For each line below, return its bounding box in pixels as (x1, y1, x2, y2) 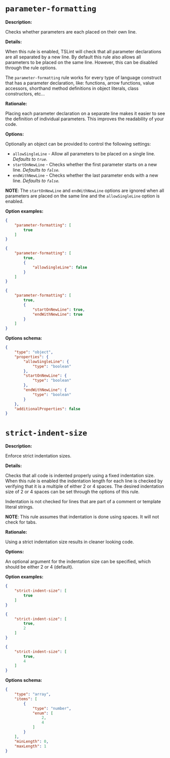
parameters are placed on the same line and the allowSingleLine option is (5, 192, 160, 199)
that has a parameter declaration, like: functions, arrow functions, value (5, 80, 155, 86)
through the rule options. (5, 64, 57, 71)
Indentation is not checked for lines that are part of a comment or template (5, 499, 161, 505)
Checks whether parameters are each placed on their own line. (5, 28, 137, 35)
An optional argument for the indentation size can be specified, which (5, 558, 151, 565)
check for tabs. (5, 519, 37, 525)
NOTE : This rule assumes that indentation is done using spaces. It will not (5, 514, 159, 520)
